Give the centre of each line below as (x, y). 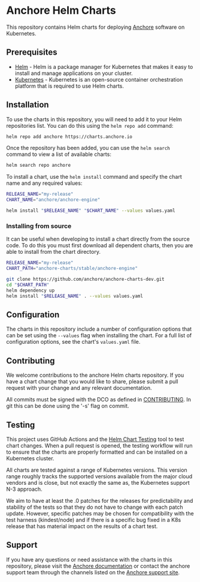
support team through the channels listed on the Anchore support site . (93, 572)
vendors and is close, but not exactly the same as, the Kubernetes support (98, 482)
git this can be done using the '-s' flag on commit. (68, 406)
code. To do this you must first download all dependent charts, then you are (100, 245)
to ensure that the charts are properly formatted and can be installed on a (97, 452)
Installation (28, 105)
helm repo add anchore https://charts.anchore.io (69, 136)
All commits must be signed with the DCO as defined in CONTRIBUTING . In (99, 400)
